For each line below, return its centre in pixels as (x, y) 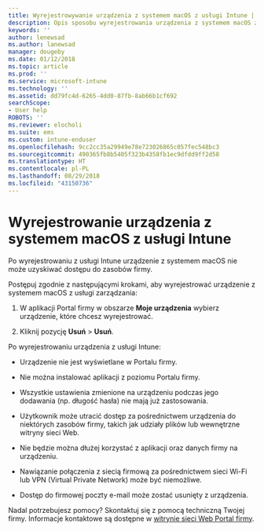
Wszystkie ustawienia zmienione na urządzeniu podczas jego (119, 392)
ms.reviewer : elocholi (45, 125)
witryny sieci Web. (49, 432)
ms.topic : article (38, 67)
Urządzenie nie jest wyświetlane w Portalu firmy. (98, 361)
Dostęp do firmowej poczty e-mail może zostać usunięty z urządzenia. (134, 495)
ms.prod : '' (27, 74)
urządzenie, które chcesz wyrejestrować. (86, 316)
